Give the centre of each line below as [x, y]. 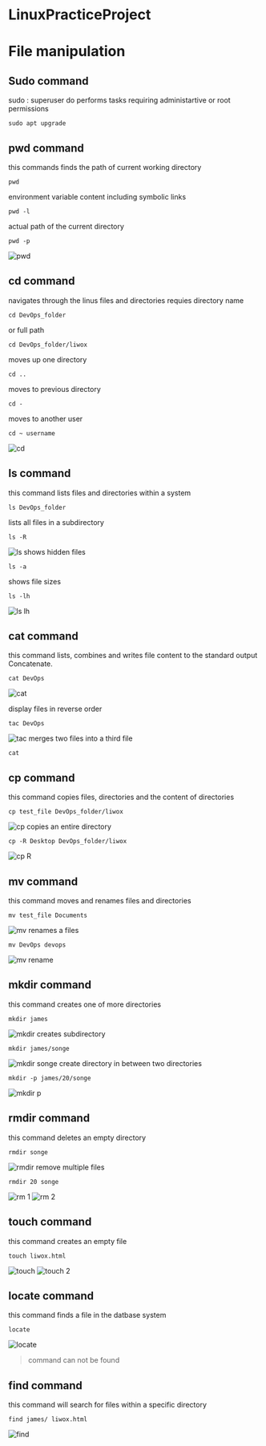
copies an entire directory [69, 826]
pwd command [46, 148]
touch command [50, 1222]
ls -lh [19, 596]
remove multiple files [70, 1167]
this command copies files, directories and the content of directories [121, 797]
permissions [29, 109]
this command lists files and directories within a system [100, 493]
